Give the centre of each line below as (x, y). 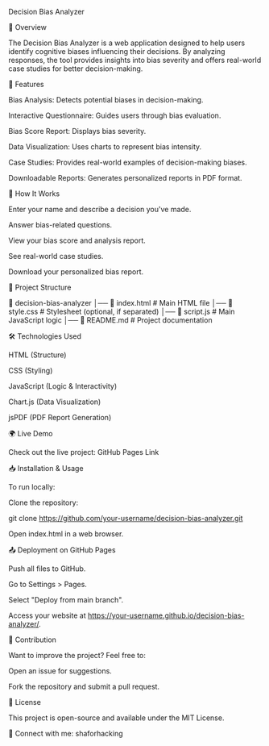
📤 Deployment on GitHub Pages (62, 550)
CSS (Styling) (31, 371)
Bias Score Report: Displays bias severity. (77, 131)
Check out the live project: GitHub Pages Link (84, 452)
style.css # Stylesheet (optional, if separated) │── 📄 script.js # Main (122, 311)
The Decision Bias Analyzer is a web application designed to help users (127, 43)
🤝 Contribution (32, 640)
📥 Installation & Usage (46, 468)
